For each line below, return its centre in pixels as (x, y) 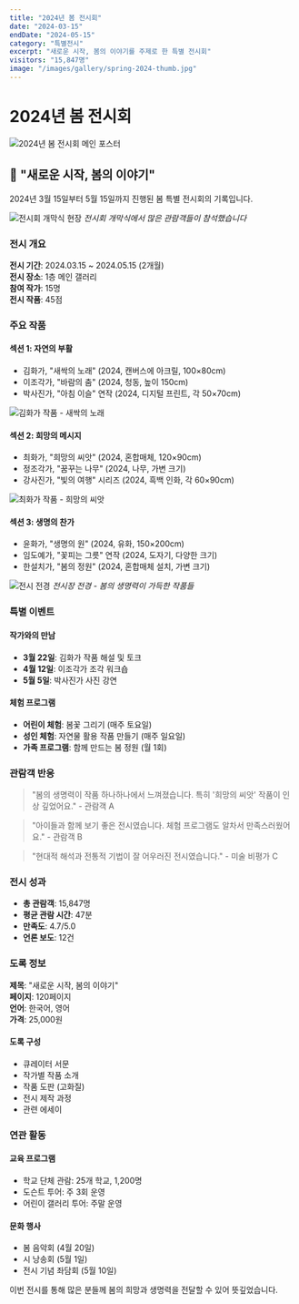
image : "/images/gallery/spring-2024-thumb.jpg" (103, 69)
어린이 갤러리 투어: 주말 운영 (72, 1203)
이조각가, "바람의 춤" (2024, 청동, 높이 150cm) (105, 382)
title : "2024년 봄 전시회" (56, 18)
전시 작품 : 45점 (36, 299)
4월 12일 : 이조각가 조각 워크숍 (75, 668)
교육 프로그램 (33, 1158)
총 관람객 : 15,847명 (56, 903)
